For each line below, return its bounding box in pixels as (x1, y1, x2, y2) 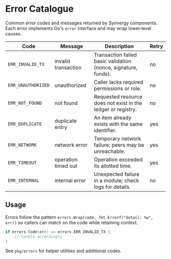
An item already (94, 114, 131, 121)
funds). (94, 70, 111, 77)
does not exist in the (94, 100, 142, 107)
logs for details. (94, 183, 131, 190)
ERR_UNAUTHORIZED (8, 82, 50, 88)
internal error (54, 177, 86, 184)
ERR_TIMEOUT (8, 159, 37, 166)
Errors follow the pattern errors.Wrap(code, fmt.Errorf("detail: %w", (5, 214, 154, 220)
